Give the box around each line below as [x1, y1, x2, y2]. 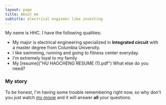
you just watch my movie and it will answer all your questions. [5, 94, 132, 100]
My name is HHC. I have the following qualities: [5, 30, 102, 36]
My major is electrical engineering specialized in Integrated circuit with [12, 39, 159, 45]
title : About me [5, 12, 39, 17]
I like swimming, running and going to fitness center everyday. [12, 50, 140, 56]
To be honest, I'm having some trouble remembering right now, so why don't [5, 89, 161, 95]
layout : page [5, 7, 32, 12]
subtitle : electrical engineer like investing [5, 16, 103, 21]
